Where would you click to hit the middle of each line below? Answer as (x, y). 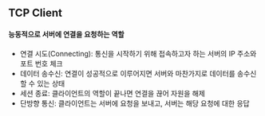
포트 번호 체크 (41, 64)
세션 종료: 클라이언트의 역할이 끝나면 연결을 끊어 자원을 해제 (113, 93)
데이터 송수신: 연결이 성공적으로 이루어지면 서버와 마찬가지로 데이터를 (127, 73)
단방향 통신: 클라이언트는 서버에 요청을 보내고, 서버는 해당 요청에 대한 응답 (134, 103)
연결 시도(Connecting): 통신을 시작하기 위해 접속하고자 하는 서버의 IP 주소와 (138, 53)
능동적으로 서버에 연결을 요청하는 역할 (67, 34)
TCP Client (35, 13)
